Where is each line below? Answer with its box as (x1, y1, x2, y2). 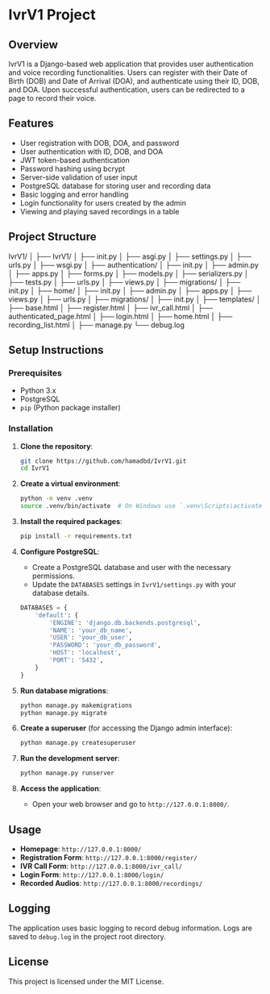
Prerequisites (8, 367, 62, 378)
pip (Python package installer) (19, 403, 121, 413)
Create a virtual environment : (19, 479, 121, 489)
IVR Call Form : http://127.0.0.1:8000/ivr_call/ (19, 861, 183, 871)
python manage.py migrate (19, 709, 107, 717)
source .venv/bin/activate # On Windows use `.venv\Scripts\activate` (19, 502, 266, 510)
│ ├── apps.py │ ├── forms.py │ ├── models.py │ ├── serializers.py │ (8, 268, 250, 278)
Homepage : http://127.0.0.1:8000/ (19, 844, 142, 854)
